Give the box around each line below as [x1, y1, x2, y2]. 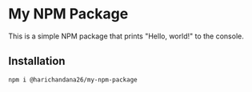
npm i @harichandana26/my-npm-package [8, 75, 138, 84]
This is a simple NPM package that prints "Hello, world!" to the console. [8, 31, 244, 41]
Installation [8, 54, 66, 68]
